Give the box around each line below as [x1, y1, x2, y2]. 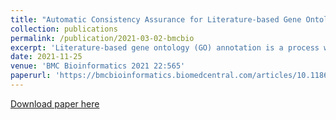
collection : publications [10, 24, 118, 34]
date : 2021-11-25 [10, 52, 83, 62]
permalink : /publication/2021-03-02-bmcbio [10, 33, 195, 43]
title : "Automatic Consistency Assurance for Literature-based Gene [10, 14, 302, 25]
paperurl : [10, 71, 52, 81]
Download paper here [10, 97, 100, 110]
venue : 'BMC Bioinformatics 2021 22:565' [10, 61, 186, 71]
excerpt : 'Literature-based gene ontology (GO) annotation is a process [10, 42, 320, 53]
